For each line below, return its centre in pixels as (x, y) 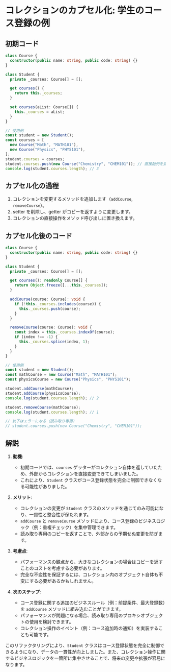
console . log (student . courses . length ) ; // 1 (52, 412)
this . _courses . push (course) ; (50, 309)
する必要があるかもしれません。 (63, 581)
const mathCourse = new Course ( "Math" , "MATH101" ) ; (61, 375)
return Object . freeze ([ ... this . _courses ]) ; (61, 285)
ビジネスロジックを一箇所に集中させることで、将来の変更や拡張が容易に (90, 658)
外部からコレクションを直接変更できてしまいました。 (85, 473)
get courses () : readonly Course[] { (49, 281)
